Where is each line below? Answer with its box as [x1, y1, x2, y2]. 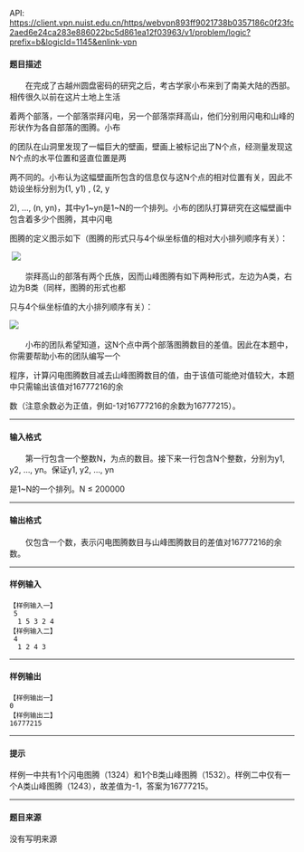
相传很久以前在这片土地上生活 [9, 91, 120, 102]
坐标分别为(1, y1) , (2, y [24, 183, 110, 194]
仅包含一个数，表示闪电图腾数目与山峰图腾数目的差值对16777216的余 [24, 536, 282, 547]
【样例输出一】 [9, 694, 57, 703]
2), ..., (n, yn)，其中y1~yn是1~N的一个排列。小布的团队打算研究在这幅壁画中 [9, 203, 292, 214]
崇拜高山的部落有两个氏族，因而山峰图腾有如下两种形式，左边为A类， [24, 271, 285, 282]
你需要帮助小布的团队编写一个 [9, 350, 120, 361]
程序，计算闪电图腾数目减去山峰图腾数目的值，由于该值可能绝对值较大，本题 [9, 370, 295, 381]
